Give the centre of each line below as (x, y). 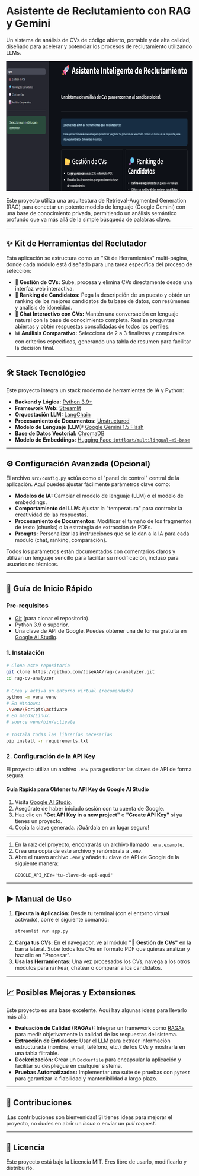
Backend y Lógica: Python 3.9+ (54, 402)
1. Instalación (25, 652)
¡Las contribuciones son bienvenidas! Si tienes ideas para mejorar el (89, 1117)
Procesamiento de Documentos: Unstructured (72, 421)
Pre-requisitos (27, 606)
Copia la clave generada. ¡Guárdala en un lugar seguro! (82, 828)
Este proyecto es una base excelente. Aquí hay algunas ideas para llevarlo (97, 1010)
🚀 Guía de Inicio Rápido (49, 589)
